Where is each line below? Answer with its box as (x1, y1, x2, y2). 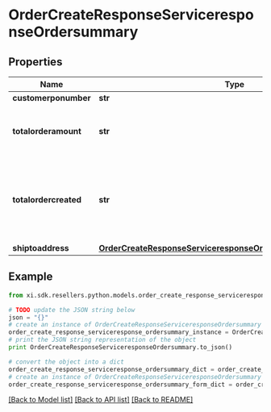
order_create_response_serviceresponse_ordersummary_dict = (8, 365, 215, 373)
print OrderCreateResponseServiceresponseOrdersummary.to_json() (8, 343, 232, 352)
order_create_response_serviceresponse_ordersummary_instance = (8, 328, 229, 336)
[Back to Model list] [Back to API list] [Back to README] (8, 395, 194, 405)
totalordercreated (12, 194, 82, 205)
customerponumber (12, 93, 91, 103)
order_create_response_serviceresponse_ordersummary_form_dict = (8, 381, 232, 389)
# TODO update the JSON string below (8, 306, 135, 314)
